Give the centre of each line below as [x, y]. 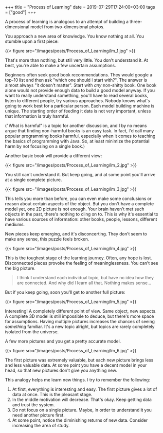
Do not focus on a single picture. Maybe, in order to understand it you [82, 410]
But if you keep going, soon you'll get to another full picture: [65, 292]
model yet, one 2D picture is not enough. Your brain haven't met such [75, 209]
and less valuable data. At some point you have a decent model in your [76, 365]
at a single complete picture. [34, 180]
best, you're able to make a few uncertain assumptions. [61, 65]
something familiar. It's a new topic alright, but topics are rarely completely [80, 326]
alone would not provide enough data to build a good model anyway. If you [80, 90]
